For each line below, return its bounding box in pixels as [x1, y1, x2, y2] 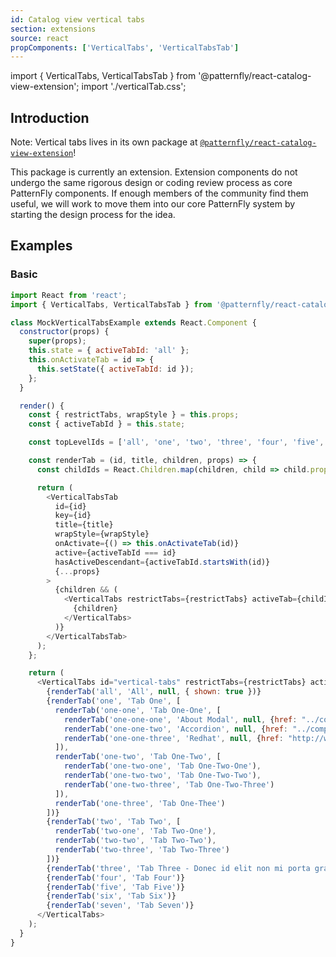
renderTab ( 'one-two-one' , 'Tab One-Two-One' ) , [63, 761, 262, 771]
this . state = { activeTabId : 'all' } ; [28, 346, 190, 356]
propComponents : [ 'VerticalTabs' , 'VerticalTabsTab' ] [10, 42, 240, 53]
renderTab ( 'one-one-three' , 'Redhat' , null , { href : [63, 733, 284, 743]
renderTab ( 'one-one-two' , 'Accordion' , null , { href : [63, 724, 288, 734]
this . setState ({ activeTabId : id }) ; [36, 364, 195, 374]
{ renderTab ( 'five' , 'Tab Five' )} [46, 882, 186, 892]
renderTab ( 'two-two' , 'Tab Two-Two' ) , [54, 836, 217, 846]
